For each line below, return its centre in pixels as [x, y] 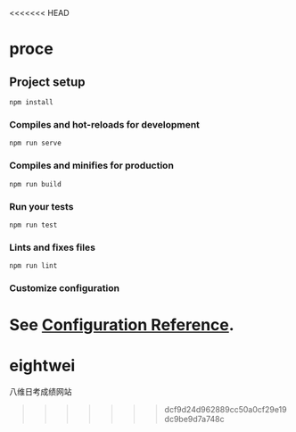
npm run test [33, 225]
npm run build [36, 184]
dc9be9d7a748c [194, 420]
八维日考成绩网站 [41, 392]
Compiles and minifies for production [91, 166]
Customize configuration [65, 288]
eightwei [42, 366]
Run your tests [41, 206]
